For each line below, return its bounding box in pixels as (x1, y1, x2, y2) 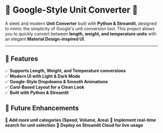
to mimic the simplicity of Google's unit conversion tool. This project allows (5, 25, 155, 31)
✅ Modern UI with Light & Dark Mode (5, 73, 81, 79)
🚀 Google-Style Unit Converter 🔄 (5, 4, 138, 16)
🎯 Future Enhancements (5, 104, 79, 113)
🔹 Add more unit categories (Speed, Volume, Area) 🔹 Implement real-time (5, 117, 156, 123)
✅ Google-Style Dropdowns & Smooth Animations (5, 78, 108, 84)
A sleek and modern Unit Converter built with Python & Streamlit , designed (5, 20, 157, 26)
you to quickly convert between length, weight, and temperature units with (5, 31, 157, 37)
